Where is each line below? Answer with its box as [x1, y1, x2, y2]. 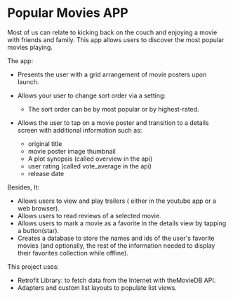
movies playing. [7, 43, 53, 51]
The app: [7, 56, 34, 65]
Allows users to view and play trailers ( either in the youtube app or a [17, 197, 216, 205]
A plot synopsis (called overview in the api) [27, 154, 153, 163]
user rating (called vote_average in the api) [27, 161, 152, 170]
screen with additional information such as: [17, 126, 142, 134]
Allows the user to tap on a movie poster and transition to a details [17, 118, 209, 127]
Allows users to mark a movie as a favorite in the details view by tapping [17, 219, 227, 227]
